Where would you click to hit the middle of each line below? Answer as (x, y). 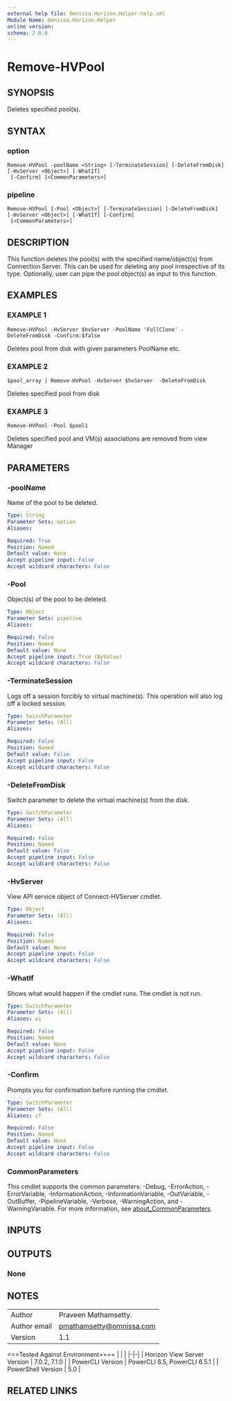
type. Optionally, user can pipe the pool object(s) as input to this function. (112, 274)
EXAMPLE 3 (28, 411)
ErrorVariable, (27, 1194)
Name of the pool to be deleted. (53, 503)
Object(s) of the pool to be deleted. (57, 599)
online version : (30, 26)
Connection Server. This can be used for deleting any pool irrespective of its (116, 267)
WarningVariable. (32, 1208)
